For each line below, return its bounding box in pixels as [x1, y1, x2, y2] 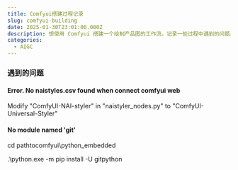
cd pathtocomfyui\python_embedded [7, 141, 116, 149]
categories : [7, 37, 42, 44]
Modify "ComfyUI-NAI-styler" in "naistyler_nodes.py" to [7, 102, 171, 110]
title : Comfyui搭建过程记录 [7, 10, 84, 18]
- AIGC [13, 43, 33, 50]
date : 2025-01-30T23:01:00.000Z [7, 23, 103, 30]
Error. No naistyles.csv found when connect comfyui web [7, 86, 181, 94]
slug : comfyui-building [7, 17, 78, 24]
